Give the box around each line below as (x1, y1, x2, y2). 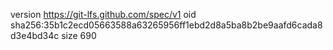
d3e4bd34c (10, 30, 60, 41)
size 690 (61, 30, 97, 41)
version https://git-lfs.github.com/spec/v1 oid (10, 9, 197, 20)
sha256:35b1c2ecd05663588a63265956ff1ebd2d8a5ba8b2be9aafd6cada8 (10, 19, 323, 31)
